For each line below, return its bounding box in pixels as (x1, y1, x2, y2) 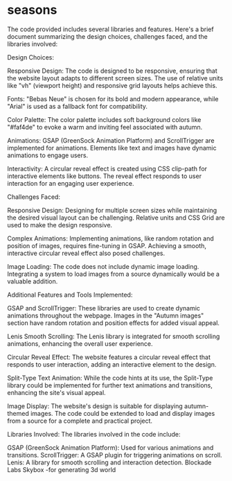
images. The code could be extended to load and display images (30, 409, 215, 417)
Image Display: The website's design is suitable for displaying (7, 401, 184, 410)
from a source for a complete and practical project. (7, 417, 153, 425)
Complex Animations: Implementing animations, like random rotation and (7, 234, 215, 243)
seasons (7, 2, 57, 18)
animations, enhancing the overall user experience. (7, 339, 154, 348)
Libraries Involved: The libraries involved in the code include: (7, 430, 181, 438)
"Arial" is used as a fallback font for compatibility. (7, 102, 148, 110)
